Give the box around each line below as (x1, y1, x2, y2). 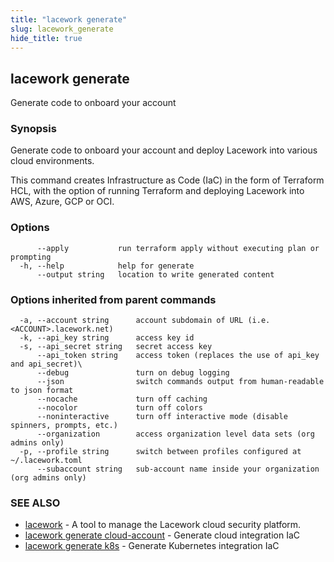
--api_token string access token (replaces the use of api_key (36, 351, 320, 361)
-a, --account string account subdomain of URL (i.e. (19, 316, 271, 326)
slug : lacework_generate (10, 24, 114, 34)
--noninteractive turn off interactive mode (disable (36, 412, 288, 422)
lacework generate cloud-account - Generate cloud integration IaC (24, 529, 300, 541)
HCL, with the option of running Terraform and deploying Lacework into (10, 185, 305, 197)
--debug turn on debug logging (36, 368, 230, 378)
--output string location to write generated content (36, 269, 275, 280)
